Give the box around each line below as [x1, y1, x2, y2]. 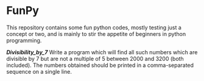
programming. [6, 37, 42, 44]
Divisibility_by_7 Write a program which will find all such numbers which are [6, 48, 198, 55]
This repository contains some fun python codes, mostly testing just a [6, 24, 181, 31]
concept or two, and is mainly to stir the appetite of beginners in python [6, 30, 186, 37]
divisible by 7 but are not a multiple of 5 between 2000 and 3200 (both [6, 55, 184, 62]
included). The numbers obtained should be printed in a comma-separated [6, 62, 194, 69]
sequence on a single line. [6, 68, 72, 75]
